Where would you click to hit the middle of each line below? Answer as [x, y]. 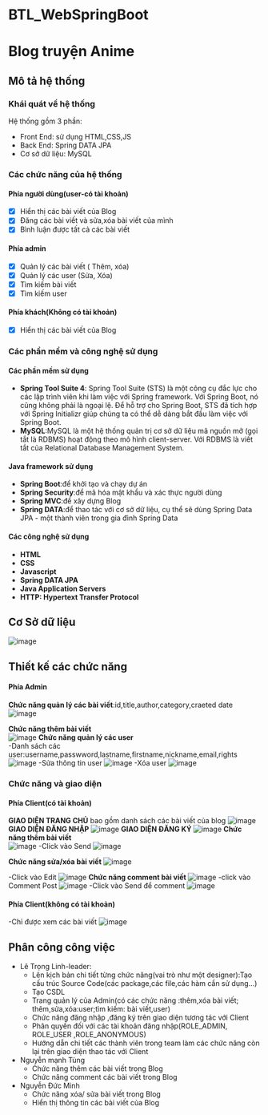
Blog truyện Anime [71, 52]
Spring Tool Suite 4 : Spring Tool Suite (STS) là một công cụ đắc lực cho [138, 388]
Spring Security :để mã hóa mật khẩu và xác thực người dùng [121, 493]
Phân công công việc [62, 947]
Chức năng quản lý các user [86, 737]
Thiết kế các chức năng [68, 667]
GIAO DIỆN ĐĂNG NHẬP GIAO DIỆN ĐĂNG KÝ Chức [125, 829]
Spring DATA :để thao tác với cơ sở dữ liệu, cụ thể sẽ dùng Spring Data [136, 510]
